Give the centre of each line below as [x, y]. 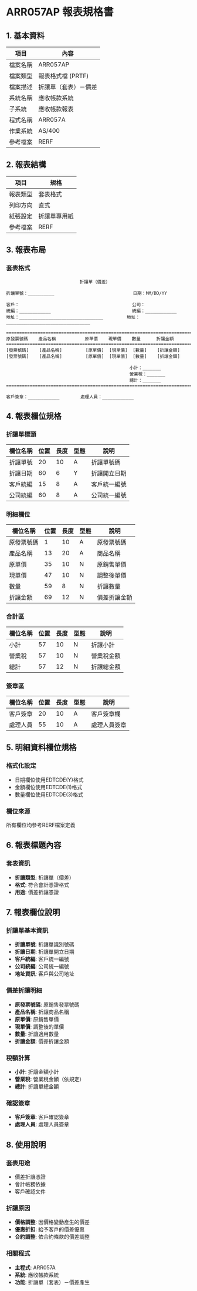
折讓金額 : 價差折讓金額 [42, 1041]
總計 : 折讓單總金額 [37, 1087]
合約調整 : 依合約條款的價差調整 [52, 1237]
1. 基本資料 [26, 36]
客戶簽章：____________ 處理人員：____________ [70, 397]
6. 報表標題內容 [34, 845]
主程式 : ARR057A [35, 1267]
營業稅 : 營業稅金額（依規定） [50, 1079]
